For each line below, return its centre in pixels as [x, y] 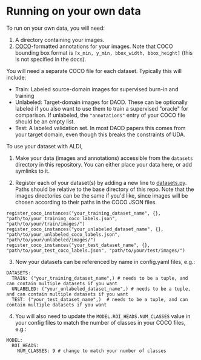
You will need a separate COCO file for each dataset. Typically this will [94, 71]
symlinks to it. [32, 171]
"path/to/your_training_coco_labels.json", [62, 218]
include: [16, 77]
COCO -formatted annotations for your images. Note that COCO [94, 46]
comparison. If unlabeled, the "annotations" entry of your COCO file [100, 115]
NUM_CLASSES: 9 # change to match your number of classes [92, 351]
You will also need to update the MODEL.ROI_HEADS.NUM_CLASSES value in [103, 316]
